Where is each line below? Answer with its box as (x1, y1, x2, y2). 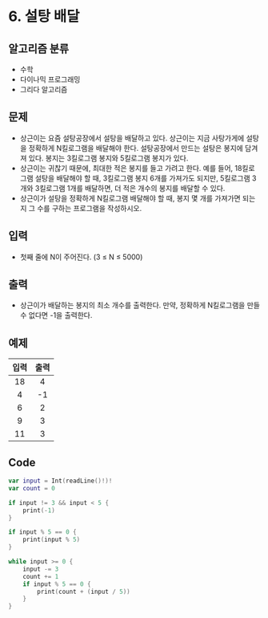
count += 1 (22, 572, 59, 580)
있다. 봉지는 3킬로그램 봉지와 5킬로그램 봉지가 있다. (28, 153, 189, 163)
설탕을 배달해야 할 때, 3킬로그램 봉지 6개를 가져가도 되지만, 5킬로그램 (34, 173, 250, 183)
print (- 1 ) (22, 506, 56, 514)
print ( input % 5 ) (22, 535, 81, 544)
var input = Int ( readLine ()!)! (8, 477, 113, 486)
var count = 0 (8, 484, 56, 492)
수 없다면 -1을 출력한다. (19, 311, 93, 320)
